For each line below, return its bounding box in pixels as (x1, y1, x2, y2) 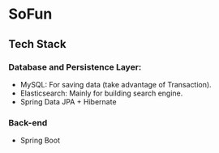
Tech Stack (8, 37, 67, 51)
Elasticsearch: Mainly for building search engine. (19, 88, 183, 98)
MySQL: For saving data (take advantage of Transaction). (19, 79, 213, 89)
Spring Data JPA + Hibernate (19, 96, 117, 106)
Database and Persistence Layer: (8, 62, 142, 73)
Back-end (8, 117, 48, 128)
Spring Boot (19, 135, 61, 146)
